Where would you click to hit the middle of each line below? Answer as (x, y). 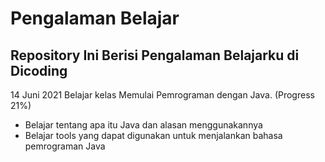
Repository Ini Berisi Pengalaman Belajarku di (155, 55)
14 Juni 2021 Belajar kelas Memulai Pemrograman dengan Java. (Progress (162, 95)
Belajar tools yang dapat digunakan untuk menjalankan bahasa (153, 135)
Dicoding (39, 70)
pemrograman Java (65, 146)
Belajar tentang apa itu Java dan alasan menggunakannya (143, 125)
